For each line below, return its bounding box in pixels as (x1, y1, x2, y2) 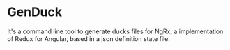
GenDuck (7, 4, 63, 20)
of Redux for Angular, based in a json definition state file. (7, 34, 171, 42)
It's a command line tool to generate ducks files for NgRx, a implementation (7, 27, 224, 35)
